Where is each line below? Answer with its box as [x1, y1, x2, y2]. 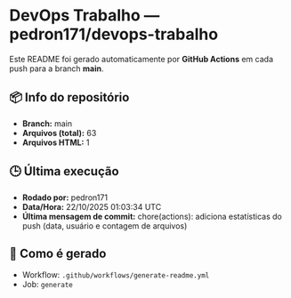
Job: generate [21, 279, 74, 290]
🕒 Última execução [9, 164, 119, 179]
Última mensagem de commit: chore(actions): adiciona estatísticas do [21, 211, 282, 221]
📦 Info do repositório [9, 90, 130, 105]
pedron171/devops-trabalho [9, 24, 219, 44]
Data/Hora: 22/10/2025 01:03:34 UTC [21, 201, 162, 212]
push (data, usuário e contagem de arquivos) [21, 220, 188, 231]
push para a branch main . [9, 63, 104, 74]
